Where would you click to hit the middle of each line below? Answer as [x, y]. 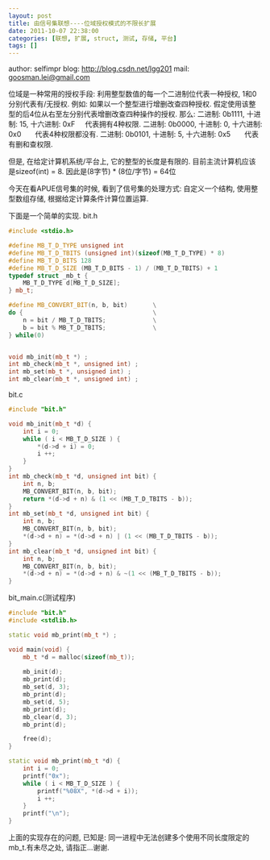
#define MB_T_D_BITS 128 [50, 260]
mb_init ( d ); [43, 672]
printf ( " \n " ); [46, 814]
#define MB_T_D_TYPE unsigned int [66, 246]
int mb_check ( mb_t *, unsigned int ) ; [73, 364]
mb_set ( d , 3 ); [46, 687]
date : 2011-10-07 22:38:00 [54, 31]
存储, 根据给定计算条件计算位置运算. [89, 199]
